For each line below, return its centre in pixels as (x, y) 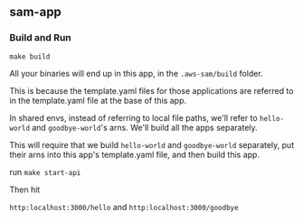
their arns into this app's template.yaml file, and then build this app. (135, 154)
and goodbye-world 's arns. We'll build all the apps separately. (144, 127)
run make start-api (45, 171)
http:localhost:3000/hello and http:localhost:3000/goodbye (124, 207)
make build (30, 56)
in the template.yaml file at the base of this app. (98, 100)
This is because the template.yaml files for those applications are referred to (151, 90)
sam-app (35, 12)
